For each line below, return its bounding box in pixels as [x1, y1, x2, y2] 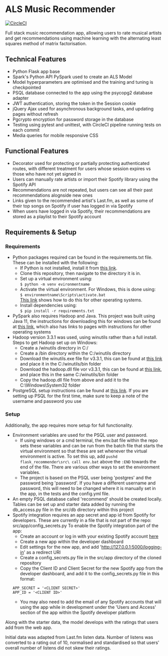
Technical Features [5, 55, 67, 64]
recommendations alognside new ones [12, 192, 93, 198]
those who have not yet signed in [12, 171, 81, 177]
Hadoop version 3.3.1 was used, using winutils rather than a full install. [12, 335, 157, 341]
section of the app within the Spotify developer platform [20, 609, 136, 615]
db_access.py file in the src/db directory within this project [12, 507, 134, 513]
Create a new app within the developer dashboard [20, 538, 124, 545]
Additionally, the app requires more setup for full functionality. [5, 422, 133, 428]
